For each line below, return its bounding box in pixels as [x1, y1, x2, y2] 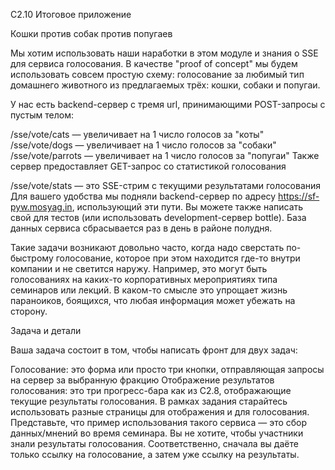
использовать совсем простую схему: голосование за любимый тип [10, 69, 305, 80]
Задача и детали [10, 325, 82, 336]
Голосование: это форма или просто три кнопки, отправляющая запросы [10, 364, 325, 375]
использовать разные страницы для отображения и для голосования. [10, 406, 310, 418]
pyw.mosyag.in [10, 201, 73, 213]
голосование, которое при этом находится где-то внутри [55, 252, 301, 264]
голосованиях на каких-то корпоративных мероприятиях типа [10, 274, 278, 285]
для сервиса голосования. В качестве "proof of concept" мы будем [10, 58, 298, 69]
